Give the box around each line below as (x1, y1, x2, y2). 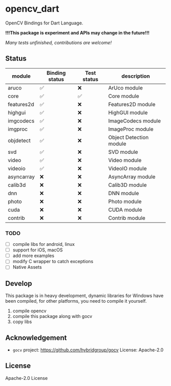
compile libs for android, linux (12, 241, 75, 247)
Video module (108, 156, 141, 164)
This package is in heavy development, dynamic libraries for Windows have (5, 293, 164, 299)
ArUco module (108, 84, 143, 91)
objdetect (8, 137, 31, 144)
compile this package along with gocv (12, 313, 93, 319)
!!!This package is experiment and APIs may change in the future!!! (5, 29, 150, 36)
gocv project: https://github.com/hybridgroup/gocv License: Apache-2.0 (12, 346, 164, 353)
